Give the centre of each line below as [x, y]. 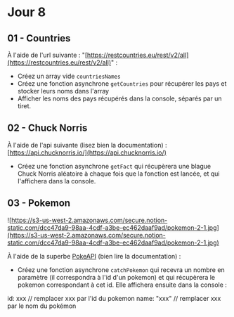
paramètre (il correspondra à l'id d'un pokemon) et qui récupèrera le [116, 277]
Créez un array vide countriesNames [69, 76]
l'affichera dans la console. [57, 181]
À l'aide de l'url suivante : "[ [47, 55]
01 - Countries [39, 38]
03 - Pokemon [39, 203]
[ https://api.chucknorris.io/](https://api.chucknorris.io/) [87, 153]
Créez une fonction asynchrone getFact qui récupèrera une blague [114, 166]
